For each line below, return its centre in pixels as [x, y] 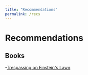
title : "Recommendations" [31, 9]
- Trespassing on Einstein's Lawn [38, 67]
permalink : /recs [23, 14]
